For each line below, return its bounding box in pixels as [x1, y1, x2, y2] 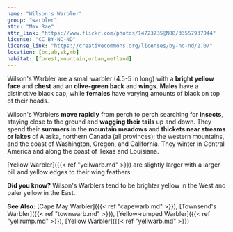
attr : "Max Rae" [7, 23, 54, 30]
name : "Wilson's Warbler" [7, 10, 82, 17]
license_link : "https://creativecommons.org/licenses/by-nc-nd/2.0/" [7, 42, 214, 49]
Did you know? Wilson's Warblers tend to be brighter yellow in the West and [7, 181, 226, 190]
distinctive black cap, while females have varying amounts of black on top [7, 89, 220, 97]
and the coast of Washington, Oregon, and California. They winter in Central [7, 140, 225, 148]
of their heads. [7, 97, 49, 105]
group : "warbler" [7, 17, 58, 24]
